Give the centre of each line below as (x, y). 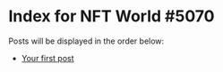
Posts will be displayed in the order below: (86, 41)
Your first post (47, 58)
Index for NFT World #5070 (111, 16)
